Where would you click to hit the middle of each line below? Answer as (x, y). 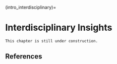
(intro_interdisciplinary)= (31, 7)
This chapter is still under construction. (52, 41)
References (24, 57)
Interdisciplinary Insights (59, 28)
